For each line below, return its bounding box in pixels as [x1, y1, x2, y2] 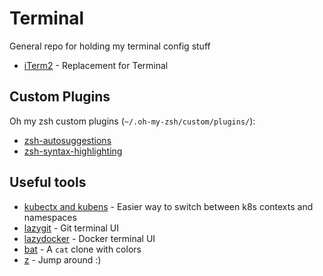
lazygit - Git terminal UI [23, 222, 119, 234]
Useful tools [9, 174, 87, 191]
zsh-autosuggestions [23, 134, 112, 146]
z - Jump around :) [23, 253, 102, 266]
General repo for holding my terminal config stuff [9, 40, 211, 52]
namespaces [23, 211, 77, 223]
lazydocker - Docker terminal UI [23, 232, 156, 244]
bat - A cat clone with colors [23, 243, 142, 255]
